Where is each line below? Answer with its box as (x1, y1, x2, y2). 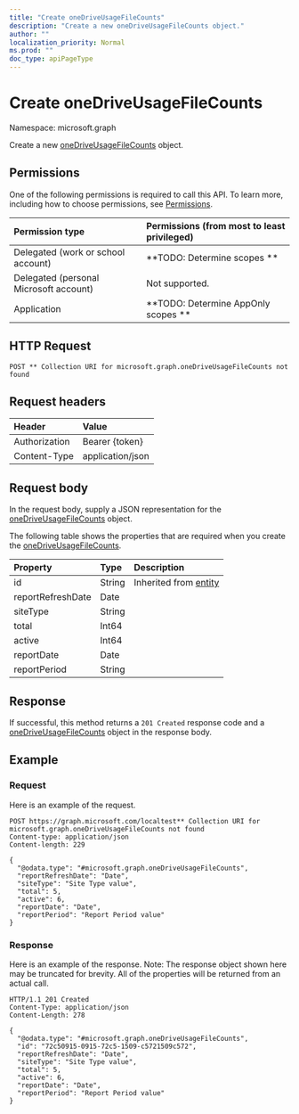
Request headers (9, 394, 107, 409)
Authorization (13, 436, 70, 448)
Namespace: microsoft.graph (9, 122, 117, 133)
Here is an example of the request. (9, 799, 136, 810)
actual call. (9, 978, 49, 988)
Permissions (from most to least (146, 219, 286, 232)
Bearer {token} (82, 436, 144, 448)
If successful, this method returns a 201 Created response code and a (9, 717, 265, 727)
